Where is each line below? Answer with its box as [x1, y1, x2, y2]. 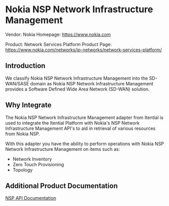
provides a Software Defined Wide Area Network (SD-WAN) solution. [5, 86, 150, 92]
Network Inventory [12, 156, 52, 162]
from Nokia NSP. [5, 130, 40, 136]
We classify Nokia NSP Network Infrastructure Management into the [5, 75, 148, 81]
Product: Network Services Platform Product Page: [5, 41, 112, 47]
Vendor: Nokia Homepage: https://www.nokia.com [5, 31, 111, 37]
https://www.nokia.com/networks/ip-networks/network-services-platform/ [5, 47, 162, 53]
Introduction [5, 61, 46, 70]
